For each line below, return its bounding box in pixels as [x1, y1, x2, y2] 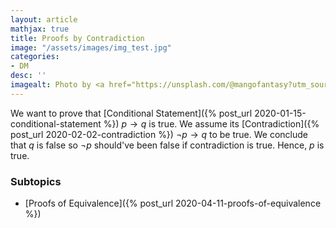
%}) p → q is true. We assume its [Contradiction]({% [103, 117, 320, 130]
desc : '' [10, 71, 47, 81]
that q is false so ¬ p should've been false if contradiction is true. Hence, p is [10, 139, 325, 151]
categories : [10, 52, 60, 62]
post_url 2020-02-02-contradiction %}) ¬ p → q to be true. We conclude [10, 128, 308, 140]
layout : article [10, 14, 78, 25]
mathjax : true [10, 24, 70, 34]
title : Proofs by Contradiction [10, 33, 145, 43]
